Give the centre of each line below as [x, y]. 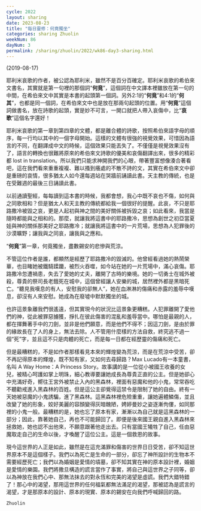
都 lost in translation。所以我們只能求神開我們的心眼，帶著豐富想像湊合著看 [99, 160]
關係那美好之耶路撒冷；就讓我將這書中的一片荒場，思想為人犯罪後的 [111, 226]
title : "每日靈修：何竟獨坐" [38, 28]
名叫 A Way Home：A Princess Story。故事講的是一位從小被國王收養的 [93, 366]
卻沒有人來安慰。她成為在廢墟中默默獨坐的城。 [74, 296]
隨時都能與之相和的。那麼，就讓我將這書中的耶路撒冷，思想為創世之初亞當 [98, 218]
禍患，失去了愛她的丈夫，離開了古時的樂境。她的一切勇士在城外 [111, 273]
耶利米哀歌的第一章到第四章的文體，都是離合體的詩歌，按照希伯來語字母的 [98, 130]
